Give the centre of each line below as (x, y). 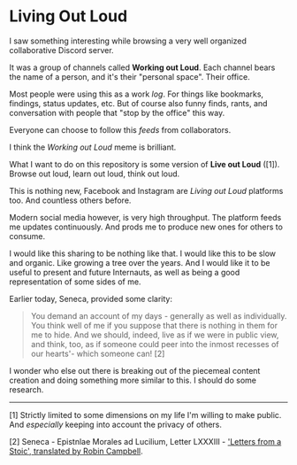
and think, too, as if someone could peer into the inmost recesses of (155, 344)
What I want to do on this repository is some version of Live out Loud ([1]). (145, 164)
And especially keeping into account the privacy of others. (116, 424)
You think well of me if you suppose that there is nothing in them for (154, 325)
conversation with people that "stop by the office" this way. (117, 112)
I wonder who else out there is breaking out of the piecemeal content (135, 370)
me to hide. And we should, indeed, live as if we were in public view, (155, 335)
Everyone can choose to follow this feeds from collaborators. (120, 129)
